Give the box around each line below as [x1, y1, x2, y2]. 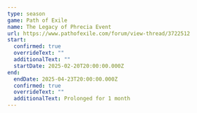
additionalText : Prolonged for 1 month [13, 95, 131, 102]
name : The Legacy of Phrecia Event [7, 23, 112, 30]
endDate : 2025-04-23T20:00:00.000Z [13, 75, 118, 83]
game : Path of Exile [7, 17, 68, 24]
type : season [7, 10, 46, 18]
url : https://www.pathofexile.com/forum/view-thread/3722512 [7, 29, 191, 37]
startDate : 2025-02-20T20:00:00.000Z [13, 62, 125, 69]
